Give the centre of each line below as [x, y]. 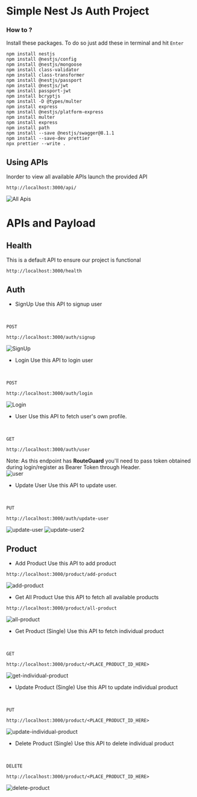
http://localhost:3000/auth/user [48, 450]
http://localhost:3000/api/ [42, 188]
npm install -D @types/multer [44, 102]
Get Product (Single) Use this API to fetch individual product [89, 631]
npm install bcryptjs [33, 96]
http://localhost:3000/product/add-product [62, 574]
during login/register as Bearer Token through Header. [73, 467]
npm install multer [31, 118]
